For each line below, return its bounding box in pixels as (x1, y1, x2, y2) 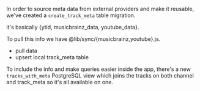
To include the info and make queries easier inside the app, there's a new (6, 65, 191, 73)
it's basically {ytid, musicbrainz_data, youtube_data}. (6, 24, 139, 31)
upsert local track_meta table (15, 54, 89, 60)
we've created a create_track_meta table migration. (6, 12, 136, 19)
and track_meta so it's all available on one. (6, 79, 114, 86)
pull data (15, 47, 38, 54)
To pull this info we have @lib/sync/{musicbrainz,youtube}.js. (6, 35, 161, 42)
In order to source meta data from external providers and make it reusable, (6, 5, 194, 12)
